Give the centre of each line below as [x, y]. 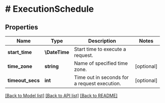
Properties [22, 27]
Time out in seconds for [101, 77]
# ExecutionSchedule [50, 9]
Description [102, 41]
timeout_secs [24, 80]
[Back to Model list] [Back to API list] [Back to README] [61, 96]
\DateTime [57, 52]
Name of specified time [101, 63]
